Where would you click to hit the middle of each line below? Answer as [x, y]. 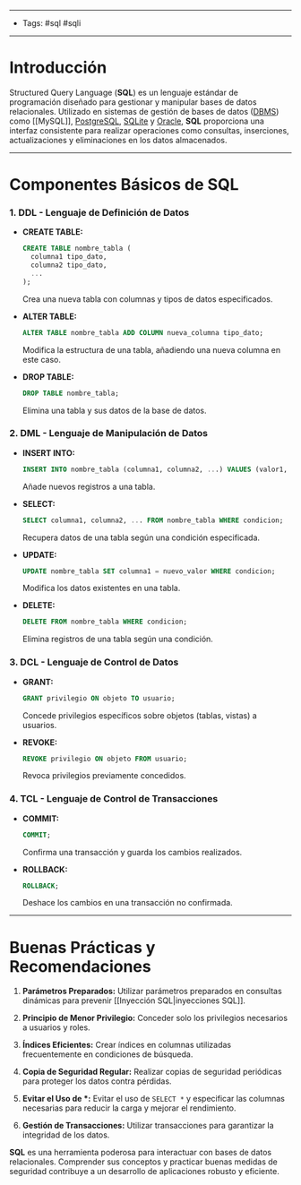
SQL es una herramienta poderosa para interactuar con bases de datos [141, 1153]
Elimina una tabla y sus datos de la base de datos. [115, 410]
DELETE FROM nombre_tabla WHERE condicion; [105, 622]
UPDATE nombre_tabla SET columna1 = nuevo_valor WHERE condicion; [149, 571]
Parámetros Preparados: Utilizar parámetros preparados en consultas [152, 992]
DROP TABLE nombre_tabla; [70, 393]
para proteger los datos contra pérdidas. [97, 1081]
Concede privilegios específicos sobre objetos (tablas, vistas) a [139, 715]
